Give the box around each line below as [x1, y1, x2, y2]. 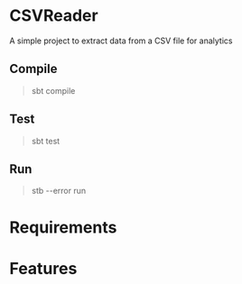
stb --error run [31, 186, 87, 197]
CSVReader [9, 5, 98, 26]
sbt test [31, 135, 60, 146]
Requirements [9, 217, 117, 237]
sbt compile [31, 85, 76, 96]
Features [9, 258, 78, 279]
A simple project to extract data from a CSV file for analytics [9, 35, 233, 46]
